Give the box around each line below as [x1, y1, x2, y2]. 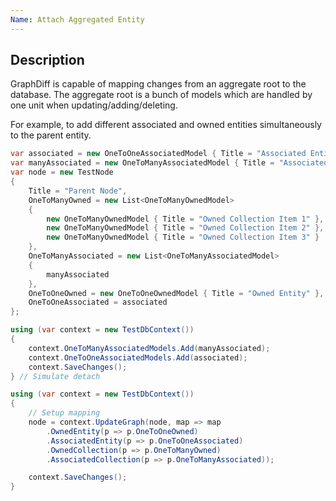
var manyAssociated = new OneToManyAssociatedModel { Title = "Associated [10, 158, 329, 168]
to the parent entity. [10, 129, 92, 141]
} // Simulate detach [10, 371, 101, 381]
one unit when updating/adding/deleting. [10, 99, 178, 111]
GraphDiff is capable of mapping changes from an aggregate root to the [10, 78, 307, 90]
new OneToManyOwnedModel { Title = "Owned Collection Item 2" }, [46, 223, 325, 233]
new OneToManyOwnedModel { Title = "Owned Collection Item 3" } [46, 232, 320, 243]
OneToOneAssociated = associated [28, 297, 168, 308]
